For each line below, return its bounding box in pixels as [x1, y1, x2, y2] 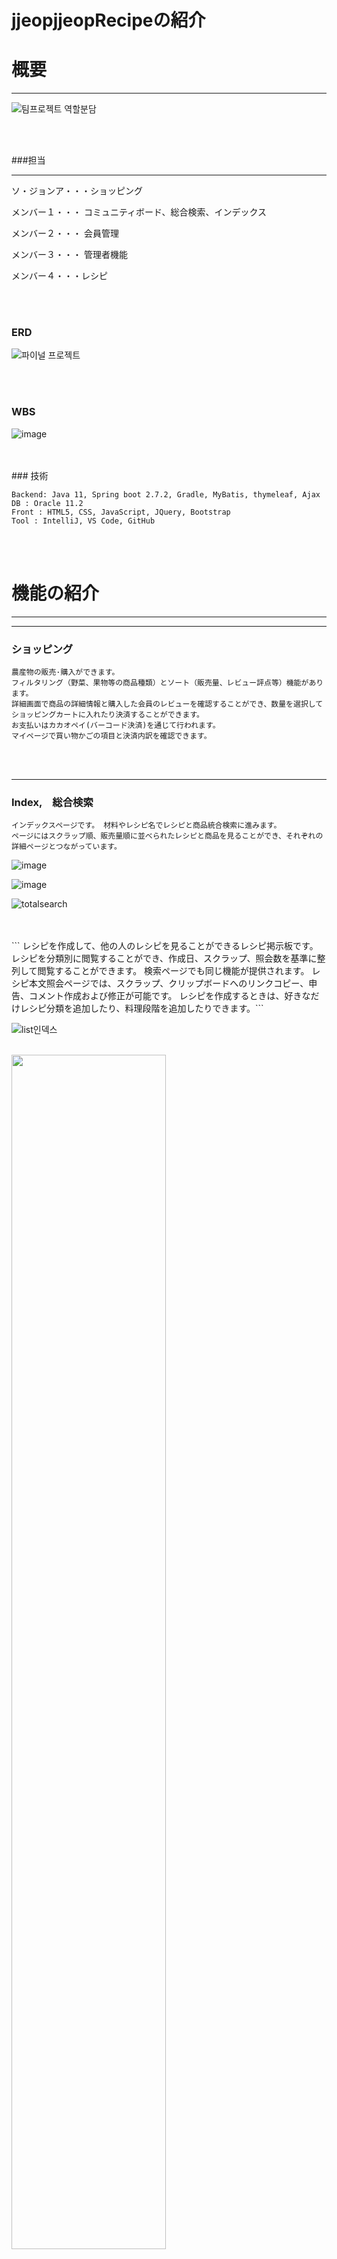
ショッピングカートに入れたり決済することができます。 [11, 709, 204, 720]
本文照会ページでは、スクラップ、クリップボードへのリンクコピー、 [28, 977, 309, 990]
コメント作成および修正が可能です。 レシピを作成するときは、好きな [28, 990, 311, 1002]
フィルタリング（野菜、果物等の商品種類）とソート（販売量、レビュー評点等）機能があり [11, 677, 324, 688]
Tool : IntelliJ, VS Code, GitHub [11, 516, 156, 526]
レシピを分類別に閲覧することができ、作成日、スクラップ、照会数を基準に [11, 952, 318, 965]
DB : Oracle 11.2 [11, 498, 84, 508]
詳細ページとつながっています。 [11, 842, 122, 852]
